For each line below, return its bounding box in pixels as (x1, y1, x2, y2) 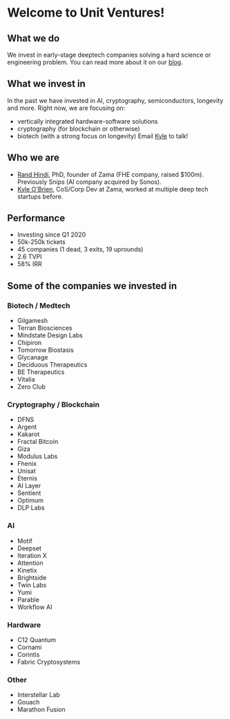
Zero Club (17, 382, 46, 391)
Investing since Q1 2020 (17, 230, 86, 239)
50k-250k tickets (17, 238, 66, 246)
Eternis (17, 474, 38, 483)
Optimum (17, 496, 44, 505)
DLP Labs (17, 503, 45, 512)
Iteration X (17, 551, 47, 559)
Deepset (17, 544, 41, 552)
